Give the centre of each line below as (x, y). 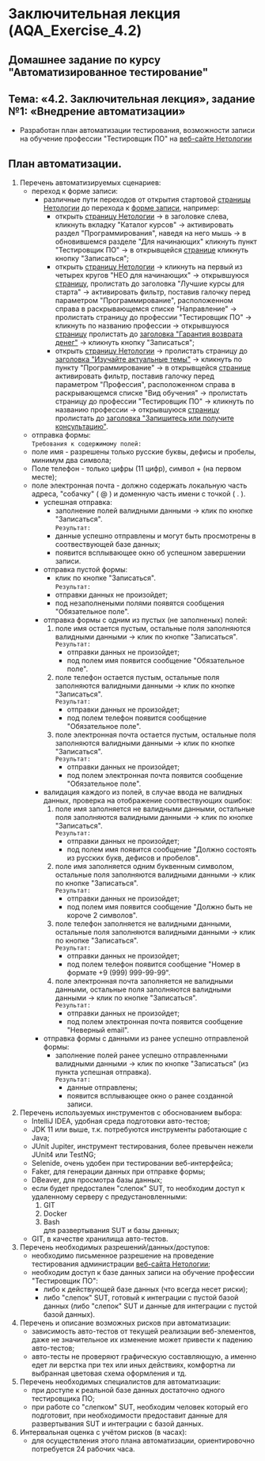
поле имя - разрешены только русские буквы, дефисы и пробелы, (144, 452)
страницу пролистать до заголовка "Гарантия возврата (149, 334)
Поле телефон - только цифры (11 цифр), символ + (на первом (136, 469)
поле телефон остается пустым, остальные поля (137, 677)
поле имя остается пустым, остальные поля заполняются (153, 628)
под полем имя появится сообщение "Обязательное (156, 661)
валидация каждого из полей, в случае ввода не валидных (143, 792)
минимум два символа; (72, 461)
